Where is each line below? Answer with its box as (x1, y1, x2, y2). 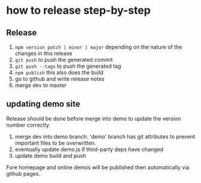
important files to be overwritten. (14, 139, 97, 146)
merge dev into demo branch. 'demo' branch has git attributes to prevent (14, 133, 196, 140)
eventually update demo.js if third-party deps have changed (14, 145, 164, 153)
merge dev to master (14, 82, 67, 89)
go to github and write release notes (14, 76, 105, 82)
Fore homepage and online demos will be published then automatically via (6, 163, 190, 171)
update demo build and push (14, 152, 86, 159)
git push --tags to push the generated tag (14, 62, 121, 70)
